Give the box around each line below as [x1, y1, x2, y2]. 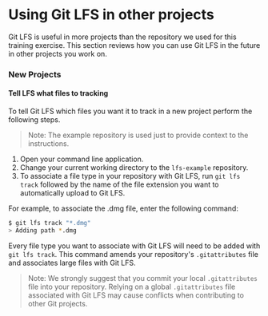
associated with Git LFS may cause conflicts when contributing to [27, 290, 244, 300]
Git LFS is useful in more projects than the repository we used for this [8, 32, 238, 41]
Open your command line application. [19, 154, 144, 164]
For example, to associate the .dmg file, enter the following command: [8, 203, 238, 213]
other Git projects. [27, 298, 88, 308]
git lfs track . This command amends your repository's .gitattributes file [8, 249, 258, 259]
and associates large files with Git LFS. [8, 258, 136, 267]
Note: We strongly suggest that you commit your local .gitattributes [27, 273, 258, 282]
